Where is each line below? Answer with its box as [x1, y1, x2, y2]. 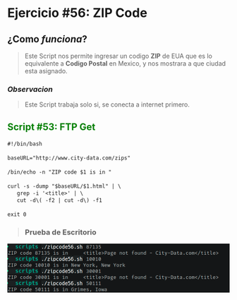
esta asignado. [24, 67, 68, 75]
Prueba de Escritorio [24, 227, 97, 237]
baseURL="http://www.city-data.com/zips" [7, 155, 131, 162]
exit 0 [7, 211, 27, 218]
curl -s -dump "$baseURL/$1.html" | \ [7, 183, 121, 190]
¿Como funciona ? [7, 33, 87, 45]
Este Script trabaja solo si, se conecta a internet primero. [24, 100, 190, 109]
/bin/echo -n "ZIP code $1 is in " [7, 169, 112, 176]
